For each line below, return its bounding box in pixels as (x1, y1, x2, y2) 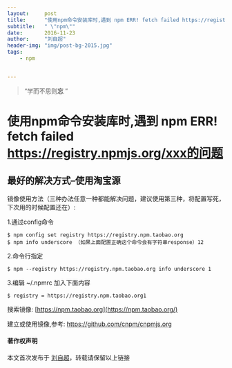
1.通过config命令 (7, 218, 54, 226)
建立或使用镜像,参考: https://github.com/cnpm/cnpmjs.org (7, 320, 173, 328)
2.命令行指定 (7, 252, 43, 260)
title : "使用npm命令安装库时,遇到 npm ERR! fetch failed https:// (7, 17, 207, 23)
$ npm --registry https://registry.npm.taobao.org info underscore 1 (7, 265, 212, 272)
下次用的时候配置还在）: (7, 203, 76, 211)
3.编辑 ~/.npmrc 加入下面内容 (7, 278, 91, 287)
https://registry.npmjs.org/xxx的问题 (7, 145, 224, 161)
